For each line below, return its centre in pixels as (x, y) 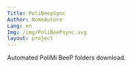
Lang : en (19, 26)
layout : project (30, 39)
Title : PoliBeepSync (37, 13)
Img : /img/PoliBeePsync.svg (47, 32)
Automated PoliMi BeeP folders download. (67, 58)
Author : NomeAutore (35, 20)
